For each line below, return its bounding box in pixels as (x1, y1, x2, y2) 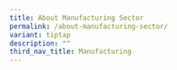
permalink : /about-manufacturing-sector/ (9, 22, 169, 31)
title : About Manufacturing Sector (9, 13, 144, 23)
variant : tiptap (9, 30, 71, 39)
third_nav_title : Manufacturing (9, 47, 132, 56)
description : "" (9, 38, 71, 48)
